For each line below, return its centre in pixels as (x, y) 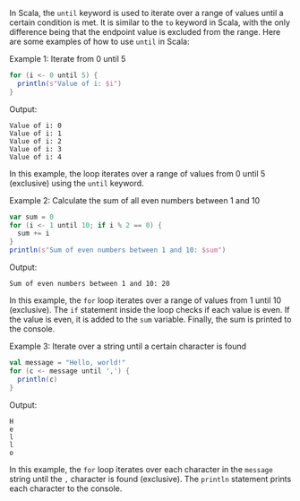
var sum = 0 (31, 217)
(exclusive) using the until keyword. (77, 183)
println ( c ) (38, 379)
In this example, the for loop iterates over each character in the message (141, 469)
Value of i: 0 (36, 125)
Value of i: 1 (36, 134)
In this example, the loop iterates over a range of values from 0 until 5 (137, 173)
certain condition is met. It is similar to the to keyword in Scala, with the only (150, 22)
